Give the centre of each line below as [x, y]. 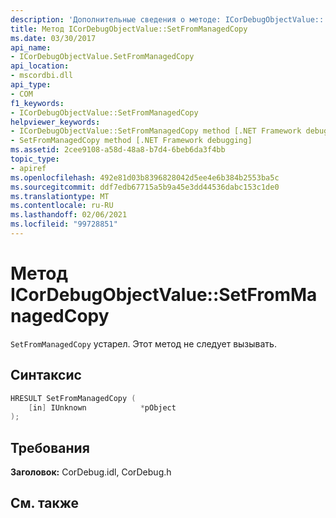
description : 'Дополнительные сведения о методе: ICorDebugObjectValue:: [167, 19]
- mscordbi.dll [42, 76]
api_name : [31, 47]
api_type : [31, 85]
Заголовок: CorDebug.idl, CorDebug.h [91, 472]
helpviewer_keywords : [55, 122]
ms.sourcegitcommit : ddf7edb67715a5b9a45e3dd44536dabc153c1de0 [145, 187]
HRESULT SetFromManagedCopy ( [73, 398]
